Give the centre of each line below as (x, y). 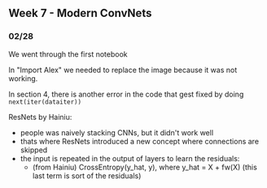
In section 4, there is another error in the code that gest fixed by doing (126, 94)
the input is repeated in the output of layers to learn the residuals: (130, 158)
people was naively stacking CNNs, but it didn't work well (117, 132)
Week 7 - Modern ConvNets (80, 13)
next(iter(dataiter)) (45, 102)
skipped (34, 150)
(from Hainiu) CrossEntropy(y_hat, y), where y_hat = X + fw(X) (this (145, 167)
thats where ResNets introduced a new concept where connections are (139, 141)
